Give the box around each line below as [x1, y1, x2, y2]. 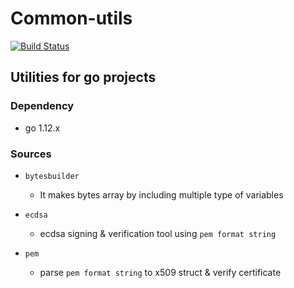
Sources [10, 147, 52, 161]
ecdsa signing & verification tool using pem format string [39, 227, 277, 239]
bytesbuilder [24, 171, 80, 181]
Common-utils [10, 7, 133, 30]
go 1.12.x [24, 122, 61, 134]
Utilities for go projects [10, 69, 157, 86]
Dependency [10, 99, 75, 113]
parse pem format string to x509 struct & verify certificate [39, 266, 282, 278]
